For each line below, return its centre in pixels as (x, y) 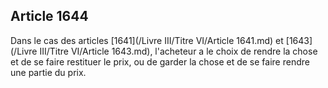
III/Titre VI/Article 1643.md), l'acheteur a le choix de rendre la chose (178, 51)
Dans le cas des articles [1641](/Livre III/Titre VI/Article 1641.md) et (147, 40)
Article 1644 (49, 16)
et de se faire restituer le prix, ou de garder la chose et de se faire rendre (160, 61)
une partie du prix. (48, 72)
